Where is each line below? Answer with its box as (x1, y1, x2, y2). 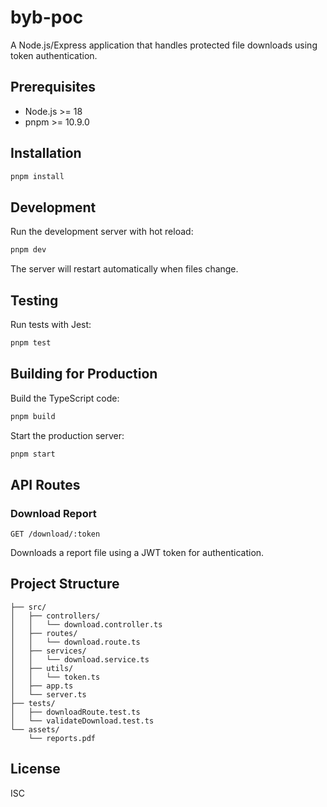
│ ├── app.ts (10, 681, 74, 691)
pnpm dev (10, 245, 47, 255)
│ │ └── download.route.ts (10, 637, 141, 647)
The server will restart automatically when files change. (10, 263, 239, 275)
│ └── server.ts (10, 689, 87, 700)
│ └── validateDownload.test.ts (10, 716, 155, 726)
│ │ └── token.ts (10, 672, 101, 682)
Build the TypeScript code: (10, 392, 120, 404)
